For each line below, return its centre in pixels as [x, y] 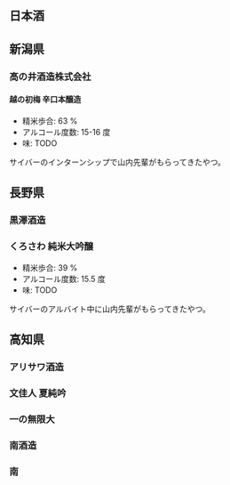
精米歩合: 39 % [50, 267]
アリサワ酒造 [37, 367]
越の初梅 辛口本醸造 [45, 100]
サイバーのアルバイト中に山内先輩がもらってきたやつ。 [110, 309]
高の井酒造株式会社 [50, 77]
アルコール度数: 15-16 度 [66, 132]
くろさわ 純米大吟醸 [52, 247]
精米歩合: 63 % [50, 121]
